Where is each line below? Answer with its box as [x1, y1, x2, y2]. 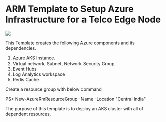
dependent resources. [5, 111, 51, 117]
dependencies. [5, 45, 36, 51]
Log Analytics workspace [12, 71, 65, 77]
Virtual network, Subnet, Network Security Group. [12, 60, 116, 66]
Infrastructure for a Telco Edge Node [5, 14, 161, 25]
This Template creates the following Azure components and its [5, 40, 135, 46]
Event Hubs [12, 66, 37, 72]
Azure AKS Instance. [12, 55, 55, 61]
